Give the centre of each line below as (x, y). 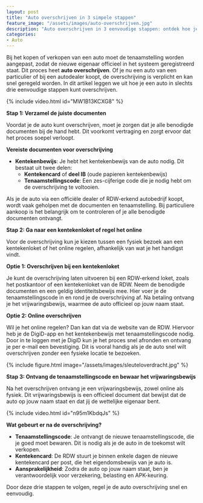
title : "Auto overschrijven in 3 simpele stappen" (71, 18)
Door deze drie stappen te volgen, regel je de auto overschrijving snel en (97, 487)
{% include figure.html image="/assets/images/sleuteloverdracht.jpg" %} (97, 365)
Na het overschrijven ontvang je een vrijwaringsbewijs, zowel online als (95, 388)
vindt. (13, 255)
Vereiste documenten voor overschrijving (60, 150)
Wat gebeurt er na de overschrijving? (54, 425)
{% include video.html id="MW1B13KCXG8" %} (65, 101)
